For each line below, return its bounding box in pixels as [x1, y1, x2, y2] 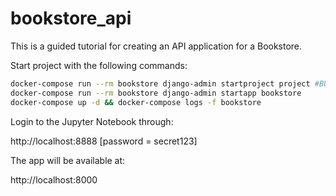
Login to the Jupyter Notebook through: [10, 115, 174, 127]
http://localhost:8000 [10, 173, 98, 186]
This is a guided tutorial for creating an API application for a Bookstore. [10, 40, 303, 52]
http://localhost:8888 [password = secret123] [10, 135, 198, 147]
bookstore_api [10, 7, 132, 30]
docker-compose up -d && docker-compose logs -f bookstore [10, 97, 262, 107]
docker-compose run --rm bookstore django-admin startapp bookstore [10, 88, 302, 98]
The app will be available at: [10, 154, 126, 166]
